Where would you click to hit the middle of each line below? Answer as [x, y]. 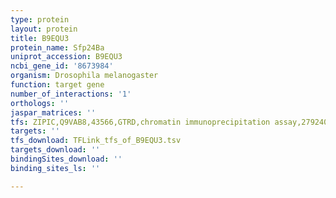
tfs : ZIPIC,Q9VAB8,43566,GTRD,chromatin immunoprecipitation [140, 122]
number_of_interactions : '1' [71, 94]
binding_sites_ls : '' [55, 168]
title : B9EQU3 [40, 38]
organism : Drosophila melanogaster [84, 76]
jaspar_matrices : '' [53, 112]
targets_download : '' [55, 150]
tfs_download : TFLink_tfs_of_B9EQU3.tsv [96, 141]
